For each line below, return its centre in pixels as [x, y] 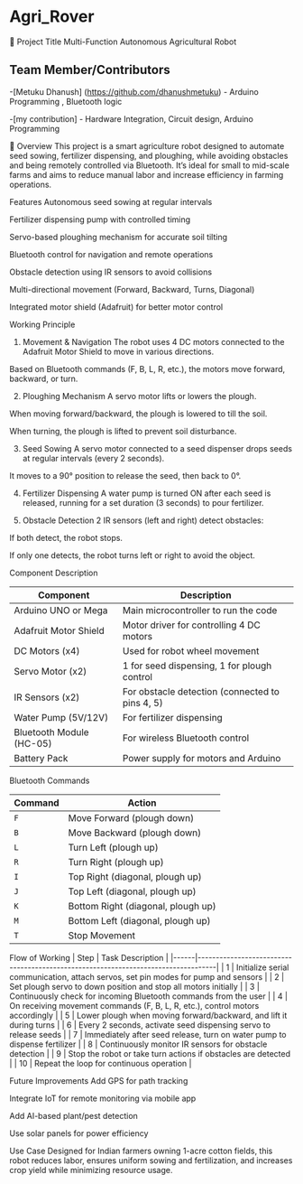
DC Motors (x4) [47, 650]
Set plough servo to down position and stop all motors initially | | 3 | [134, 986]
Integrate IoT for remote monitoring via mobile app [103, 1098]
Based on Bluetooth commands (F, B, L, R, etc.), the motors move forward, [147, 368]
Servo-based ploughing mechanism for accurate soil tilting [119, 237]
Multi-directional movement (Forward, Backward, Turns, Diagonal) [132, 289]
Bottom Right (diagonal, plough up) [142, 906]
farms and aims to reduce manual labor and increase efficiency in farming [147, 174]
